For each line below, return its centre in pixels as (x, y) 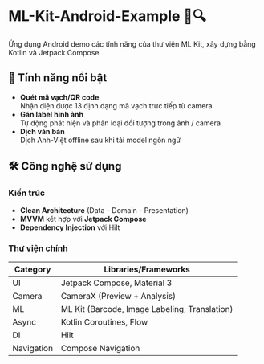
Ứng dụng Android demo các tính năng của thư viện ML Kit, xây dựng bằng (132, 44)
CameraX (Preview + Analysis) (118, 296)
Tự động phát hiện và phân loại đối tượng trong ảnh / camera (120, 123)
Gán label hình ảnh (52, 114)
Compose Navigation (100, 348)
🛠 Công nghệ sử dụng (65, 166)
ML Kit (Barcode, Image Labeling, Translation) (147, 309)
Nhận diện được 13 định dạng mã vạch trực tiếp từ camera (116, 105)
